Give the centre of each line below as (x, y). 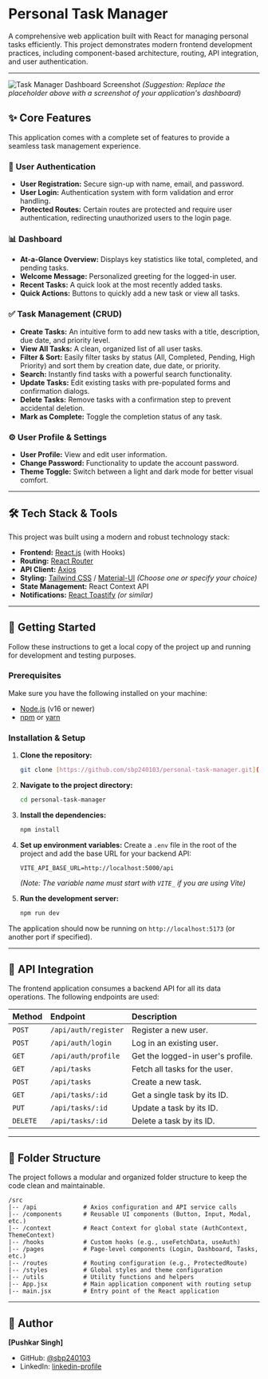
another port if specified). (51, 936)
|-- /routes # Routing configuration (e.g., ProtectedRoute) (128, 1263)
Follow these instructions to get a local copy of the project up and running (130, 646)
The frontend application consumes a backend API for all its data (115, 988)
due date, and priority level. (65, 340)
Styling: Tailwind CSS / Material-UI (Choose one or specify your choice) (138, 578)
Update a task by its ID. (175, 1108)
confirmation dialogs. (55, 391)
